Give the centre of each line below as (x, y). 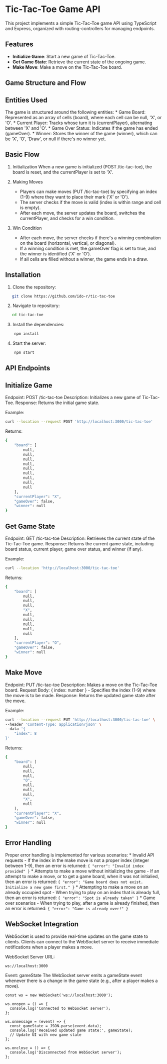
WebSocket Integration (42, 924)
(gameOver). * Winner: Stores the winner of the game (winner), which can (81, 133)
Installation (23, 275)
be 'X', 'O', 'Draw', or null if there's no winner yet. (55, 139)
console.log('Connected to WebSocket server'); (60, 1008)
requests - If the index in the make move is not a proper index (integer (77, 860)
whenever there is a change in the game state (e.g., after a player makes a (81, 981)
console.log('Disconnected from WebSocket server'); (66, 1052)
